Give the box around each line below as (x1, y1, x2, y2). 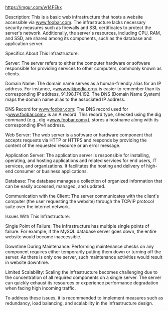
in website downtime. (5, 259, 49, 265)
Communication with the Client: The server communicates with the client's (5, 193, 159, 199)
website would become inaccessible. (5, 234, 82, 240)
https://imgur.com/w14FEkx (5, 5, 62, 10)
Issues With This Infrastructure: (5, 213, 70, 219)
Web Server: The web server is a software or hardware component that (5, 132, 152, 137)
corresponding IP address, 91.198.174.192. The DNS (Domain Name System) (5, 91, 161, 97)
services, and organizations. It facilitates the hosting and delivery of (5, 163, 145, 169)
